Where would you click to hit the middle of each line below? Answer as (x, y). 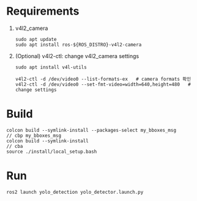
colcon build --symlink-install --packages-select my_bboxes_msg (91, 130)
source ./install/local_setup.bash (52, 152)
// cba (15, 146)
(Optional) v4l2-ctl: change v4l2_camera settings (77, 56)
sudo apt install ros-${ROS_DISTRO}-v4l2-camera (78, 45)
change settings (36, 90)
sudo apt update (36, 39)
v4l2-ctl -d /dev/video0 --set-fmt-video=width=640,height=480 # (103, 84)
